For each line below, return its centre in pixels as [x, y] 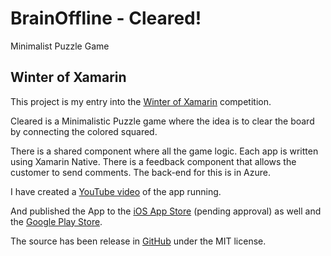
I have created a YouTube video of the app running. [116, 191]
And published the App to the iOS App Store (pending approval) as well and [166, 211]
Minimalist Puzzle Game [60, 46]
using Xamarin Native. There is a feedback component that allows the [153, 161]
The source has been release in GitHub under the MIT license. [138, 241]
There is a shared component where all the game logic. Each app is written [164, 151]
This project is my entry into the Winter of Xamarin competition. [141, 101]
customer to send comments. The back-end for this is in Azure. [140, 172]
